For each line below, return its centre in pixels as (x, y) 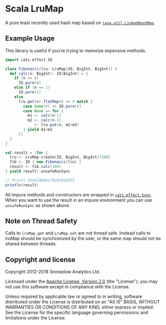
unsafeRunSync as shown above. (38, 205)
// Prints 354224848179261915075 (40, 180)
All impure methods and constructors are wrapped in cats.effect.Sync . (79, 194)
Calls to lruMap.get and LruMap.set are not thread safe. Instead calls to (78, 233)
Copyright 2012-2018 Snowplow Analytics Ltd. (53, 272)
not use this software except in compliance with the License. (67, 287)
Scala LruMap (34, 9)
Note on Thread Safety (41, 221)
